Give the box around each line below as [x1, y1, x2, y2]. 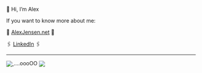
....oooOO [13, 60, 38, 66]
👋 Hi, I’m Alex [6, 6, 39, 12]
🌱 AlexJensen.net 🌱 [6, 28, 55, 36]
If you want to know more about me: [6, 17, 96, 24]
